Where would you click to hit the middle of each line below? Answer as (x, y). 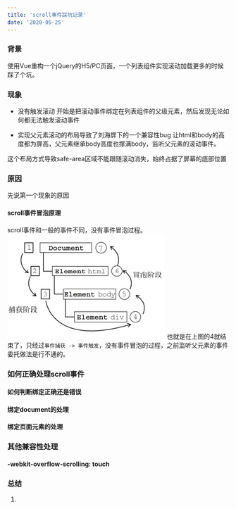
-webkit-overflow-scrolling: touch (58, 464)
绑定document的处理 (38, 409)
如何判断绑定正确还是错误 (44, 392)
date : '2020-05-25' (36, 22)
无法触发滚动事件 (55, 120)
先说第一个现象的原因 (38, 195)
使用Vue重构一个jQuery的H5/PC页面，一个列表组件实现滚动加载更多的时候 (116, 65)
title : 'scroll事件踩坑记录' (47, 15)
